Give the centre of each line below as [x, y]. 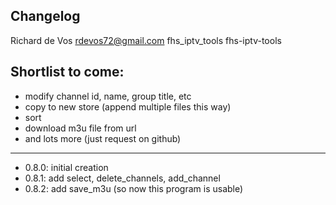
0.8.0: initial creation [66, 167]
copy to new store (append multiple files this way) [128, 106]
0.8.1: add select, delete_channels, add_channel [122, 178]
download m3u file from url [80, 128]
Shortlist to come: [67, 72]
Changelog [45, 16]
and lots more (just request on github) [103, 138]
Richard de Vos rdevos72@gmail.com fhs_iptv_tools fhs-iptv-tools [146, 40]
